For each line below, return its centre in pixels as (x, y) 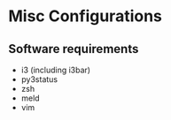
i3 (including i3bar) (55, 70)
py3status (39, 79)
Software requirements (74, 49)
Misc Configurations (85, 16)
